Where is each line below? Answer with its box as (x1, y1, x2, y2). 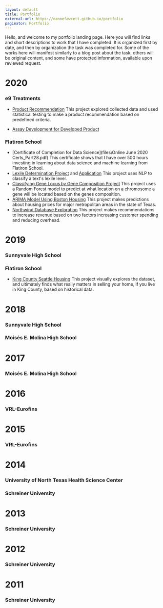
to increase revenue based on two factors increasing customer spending (12, 212, 159, 218)
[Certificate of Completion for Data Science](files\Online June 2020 (12, 150, 148, 155)
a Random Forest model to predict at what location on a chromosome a (12, 186, 155, 192)
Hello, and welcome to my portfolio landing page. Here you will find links (5, 34, 151, 40)
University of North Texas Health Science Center (5, 477, 123, 483)
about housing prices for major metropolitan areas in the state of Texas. (12, 202, 156, 207)
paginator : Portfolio (5, 21, 49, 26)
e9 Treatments (5, 95, 41, 102)
